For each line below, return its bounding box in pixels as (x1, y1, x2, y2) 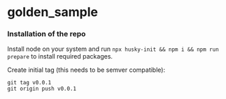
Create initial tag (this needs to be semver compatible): (7, 66, 166, 74)
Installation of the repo (7, 29, 86, 39)
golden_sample (7, 4, 98, 20)
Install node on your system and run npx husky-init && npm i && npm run (7, 45, 219, 53)
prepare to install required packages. (7, 52, 113, 61)
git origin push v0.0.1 (7, 85, 77, 93)
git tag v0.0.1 (7, 79, 52, 86)
